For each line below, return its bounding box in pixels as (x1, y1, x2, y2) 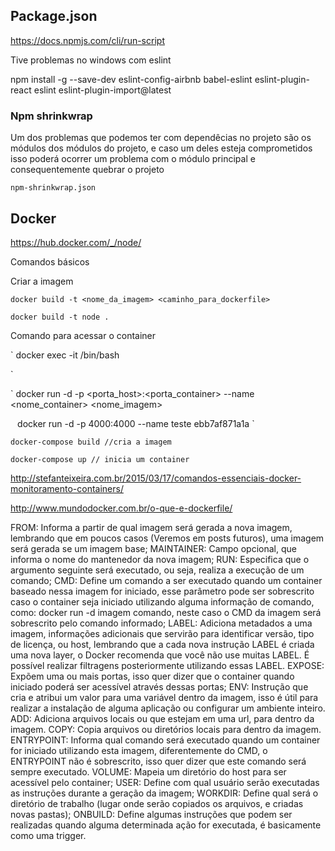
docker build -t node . (10, 312, 110, 322)
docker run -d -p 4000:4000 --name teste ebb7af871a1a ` (17, 417, 255, 429)
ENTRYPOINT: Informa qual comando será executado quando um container (10, 734, 321, 746)
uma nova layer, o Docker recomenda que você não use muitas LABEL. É (10, 649, 310, 661)
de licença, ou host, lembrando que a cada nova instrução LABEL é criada (10, 638, 315, 650)
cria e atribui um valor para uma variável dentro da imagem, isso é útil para (10, 691, 319, 703)
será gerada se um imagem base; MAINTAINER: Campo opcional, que (10, 542, 297, 554)
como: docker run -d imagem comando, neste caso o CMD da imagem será (10, 606, 322, 618)
